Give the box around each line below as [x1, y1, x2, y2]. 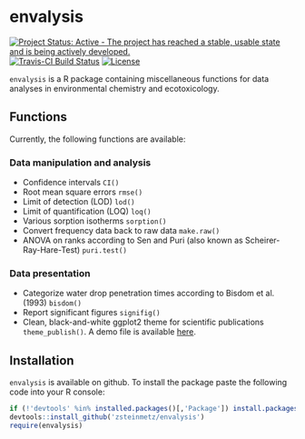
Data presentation [9, 266, 91, 279]
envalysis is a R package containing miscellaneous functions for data [9, 73, 270, 84]
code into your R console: [9, 386, 105, 397]
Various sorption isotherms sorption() [22, 215, 167, 226]
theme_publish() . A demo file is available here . [22, 326, 197, 337]
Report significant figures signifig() [22, 307, 161, 318]
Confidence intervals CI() [22, 177, 120, 188]
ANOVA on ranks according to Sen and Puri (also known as [22, 234, 243, 246]
